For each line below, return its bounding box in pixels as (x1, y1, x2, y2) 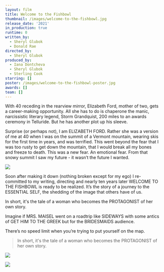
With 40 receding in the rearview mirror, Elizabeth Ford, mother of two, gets (5, 103, 159, 109)
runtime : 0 (5, 30, 28, 35)
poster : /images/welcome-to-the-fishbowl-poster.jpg (5, 80, 116, 85)
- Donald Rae (9, 44, 36, 49)
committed (5, 178, 27, 185)
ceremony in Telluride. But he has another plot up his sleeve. (5, 119, 128, 125)
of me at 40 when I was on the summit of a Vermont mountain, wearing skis (5, 134, 159, 139)
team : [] (5, 90, 23, 95)
